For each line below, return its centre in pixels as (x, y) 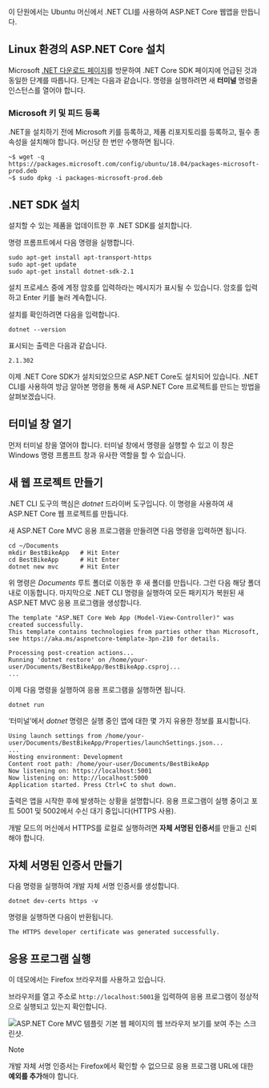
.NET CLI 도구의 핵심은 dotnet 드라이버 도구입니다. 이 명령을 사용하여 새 (121, 504)
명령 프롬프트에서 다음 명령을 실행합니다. (71, 242)
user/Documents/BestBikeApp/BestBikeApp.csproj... (94, 667)
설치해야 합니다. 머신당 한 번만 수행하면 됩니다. (102, 142)
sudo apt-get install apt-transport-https (80, 257)
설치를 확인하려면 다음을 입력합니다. (64, 314)
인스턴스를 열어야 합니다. (47, 90)
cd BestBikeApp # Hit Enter (64, 560)
